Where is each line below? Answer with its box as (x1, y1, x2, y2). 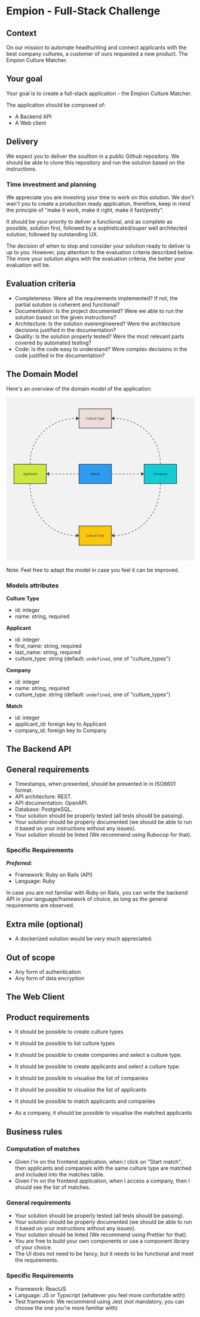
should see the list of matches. (14, 1183, 91, 1191)
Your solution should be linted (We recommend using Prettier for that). (14, 1231, 188, 1239)
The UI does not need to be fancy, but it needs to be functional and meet (14, 1250, 194, 1257)
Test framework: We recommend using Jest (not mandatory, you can (14, 1298, 184, 1305)
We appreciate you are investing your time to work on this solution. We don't (6, 193, 194, 201)
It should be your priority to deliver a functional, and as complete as (6, 218, 173, 225)
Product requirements (6, 1012, 90, 1022)
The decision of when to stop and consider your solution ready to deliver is (6, 242, 191, 249)
